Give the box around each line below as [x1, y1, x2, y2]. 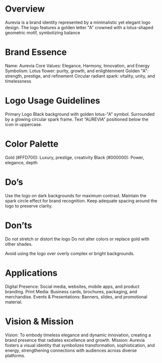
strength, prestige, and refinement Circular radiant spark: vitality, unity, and [5, 73, 155, 79]
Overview [5, 3, 45, 15]
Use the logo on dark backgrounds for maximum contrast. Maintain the [5, 192, 147, 198]
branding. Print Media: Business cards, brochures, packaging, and [5, 288, 137, 294]
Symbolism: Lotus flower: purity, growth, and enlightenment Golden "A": [5, 68, 149, 74]
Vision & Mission [5, 316, 74, 327]
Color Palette [5, 139, 59, 149]
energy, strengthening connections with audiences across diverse [5, 347, 137, 353]
